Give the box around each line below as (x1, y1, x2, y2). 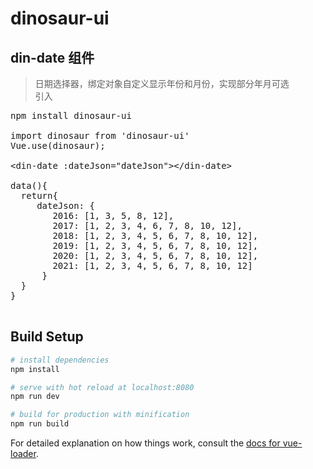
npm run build (10, 419, 70, 429)
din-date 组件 (10, 49, 95, 66)
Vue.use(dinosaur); (10, 140, 106, 151)
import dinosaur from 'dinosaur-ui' (10, 130, 190, 141)
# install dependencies (10, 355, 110, 365)
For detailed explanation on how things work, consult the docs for (10, 437, 281, 449)
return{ (20, 190, 58, 201)
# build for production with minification (10, 410, 190, 420)
